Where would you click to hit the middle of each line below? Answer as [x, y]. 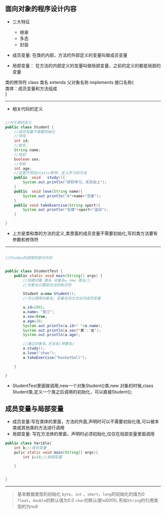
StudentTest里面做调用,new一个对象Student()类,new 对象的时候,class [83, 385]
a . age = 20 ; [33, 321]
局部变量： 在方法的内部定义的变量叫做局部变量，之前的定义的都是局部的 [86, 65]
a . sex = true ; [35, 316]
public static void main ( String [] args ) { [58, 276]
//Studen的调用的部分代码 [29, 258]
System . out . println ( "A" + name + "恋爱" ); [62, 196]
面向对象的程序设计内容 [41, 9]
